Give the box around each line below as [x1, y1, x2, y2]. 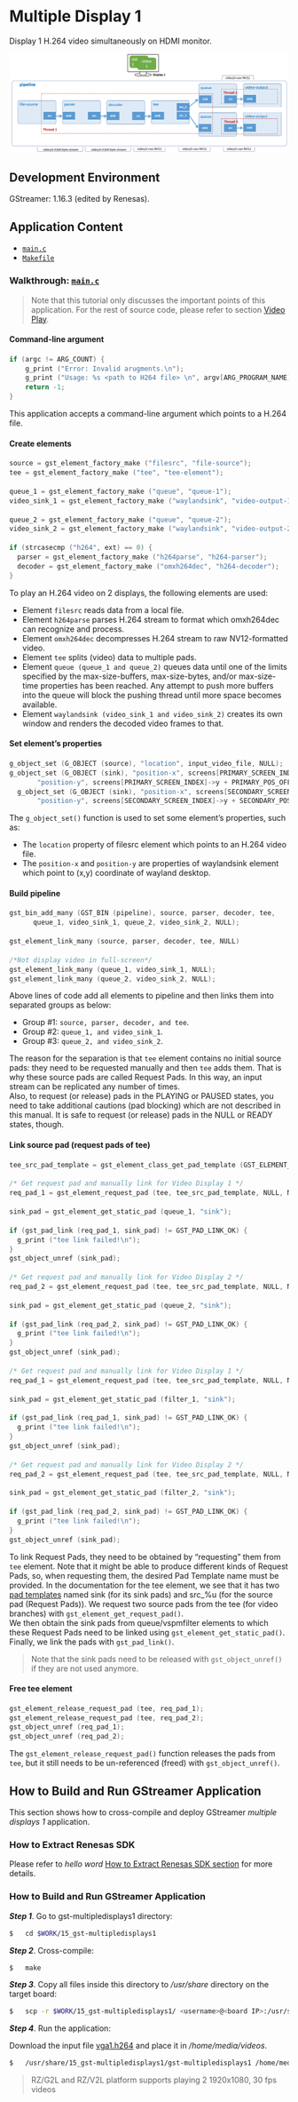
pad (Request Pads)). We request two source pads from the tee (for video [9, 1598, 278, 1609]
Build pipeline [9, 888, 61, 898]
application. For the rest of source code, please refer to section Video [30, 304, 286, 315]
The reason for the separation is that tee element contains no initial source [9, 1053, 282, 1063]
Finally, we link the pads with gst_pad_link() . [9, 1636, 175, 1647]
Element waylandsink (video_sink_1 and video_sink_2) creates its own [21, 708, 283, 719]
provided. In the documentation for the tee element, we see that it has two [9, 1580, 280, 1590]
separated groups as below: [9, 999, 112, 1010]
